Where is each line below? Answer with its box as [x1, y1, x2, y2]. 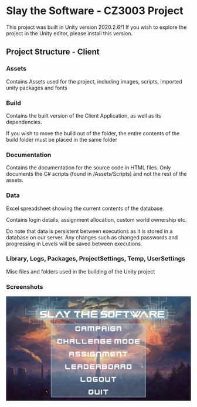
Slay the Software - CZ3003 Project [6, 4, 184, 18]
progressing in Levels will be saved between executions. [6, 240, 142, 247]
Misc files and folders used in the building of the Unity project [6, 268, 155, 275]
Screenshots [6, 282, 43, 291]
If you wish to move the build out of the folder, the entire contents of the [6, 129, 180, 136]
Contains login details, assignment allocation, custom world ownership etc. [6, 216, 187, 223]
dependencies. [6, 118, 42, 125]
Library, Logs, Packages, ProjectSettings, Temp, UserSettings [6, 255, 186, 263]
